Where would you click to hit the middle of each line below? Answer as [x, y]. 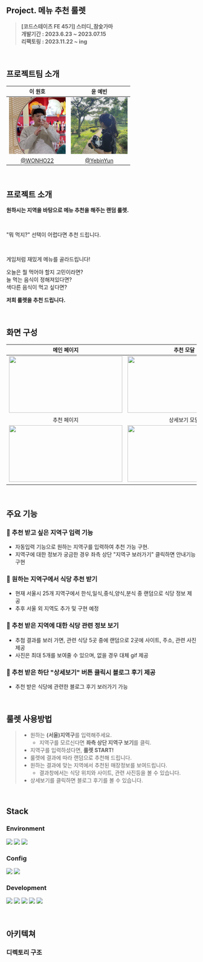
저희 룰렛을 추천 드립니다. [36, 300]
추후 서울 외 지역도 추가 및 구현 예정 [57, 608]
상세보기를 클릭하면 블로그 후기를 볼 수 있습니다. [86, 780]
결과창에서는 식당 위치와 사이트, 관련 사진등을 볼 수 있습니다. [110, 773]
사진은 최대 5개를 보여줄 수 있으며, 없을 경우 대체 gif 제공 [82, 655]
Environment [26, 828]
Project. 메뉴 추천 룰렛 [46, 11]
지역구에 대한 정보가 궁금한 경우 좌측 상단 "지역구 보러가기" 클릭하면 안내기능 [105, 554]
